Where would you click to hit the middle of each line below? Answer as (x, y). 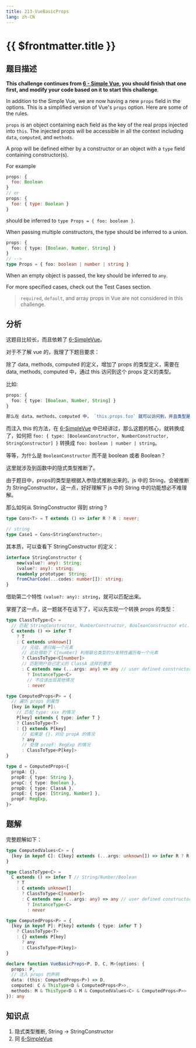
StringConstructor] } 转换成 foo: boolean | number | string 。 (83, 443)
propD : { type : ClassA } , (43, 788)
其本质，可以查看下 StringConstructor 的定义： (62, 546)
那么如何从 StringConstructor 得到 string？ (57, 507)
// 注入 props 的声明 (35, 975)
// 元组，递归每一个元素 (47, 647)
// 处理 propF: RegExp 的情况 (56, 745)
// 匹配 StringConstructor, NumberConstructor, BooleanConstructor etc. (101, 626)
